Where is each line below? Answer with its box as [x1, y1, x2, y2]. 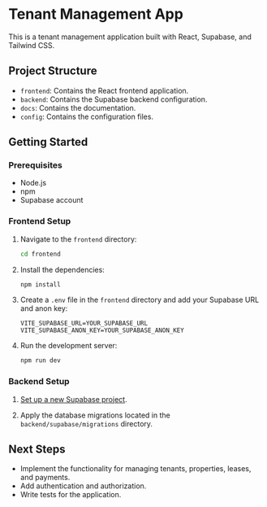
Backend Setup [8, 376, 71, 387]
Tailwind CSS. [8, 40, 55, 50]
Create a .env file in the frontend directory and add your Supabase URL [19, 295, 260, 305]
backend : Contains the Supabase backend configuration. [19, 94, 208, 104]
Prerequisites [8, 160, 62, 171]
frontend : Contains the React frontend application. [19, 85, 189, 95]
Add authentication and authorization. [19, 481, 147, 491]
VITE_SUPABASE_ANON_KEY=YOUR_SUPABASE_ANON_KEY [19, 326, 184, 334]
